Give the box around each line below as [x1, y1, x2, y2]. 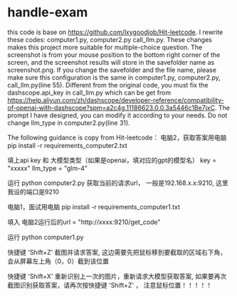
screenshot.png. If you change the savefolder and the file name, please [7, 65, 217, 74]
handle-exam [7, 4, 88, 21]
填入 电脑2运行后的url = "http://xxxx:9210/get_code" [7, 218, 161, 226]
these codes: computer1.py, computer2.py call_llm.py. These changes [7, 35, 212, 43]
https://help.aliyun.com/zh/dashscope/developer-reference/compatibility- [7, 95, 224, 104]
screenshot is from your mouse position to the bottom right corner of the [7, 51, 221, 59]
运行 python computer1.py [7, 233, 84, 241]
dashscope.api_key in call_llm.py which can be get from [7, 88, 172, 97]
